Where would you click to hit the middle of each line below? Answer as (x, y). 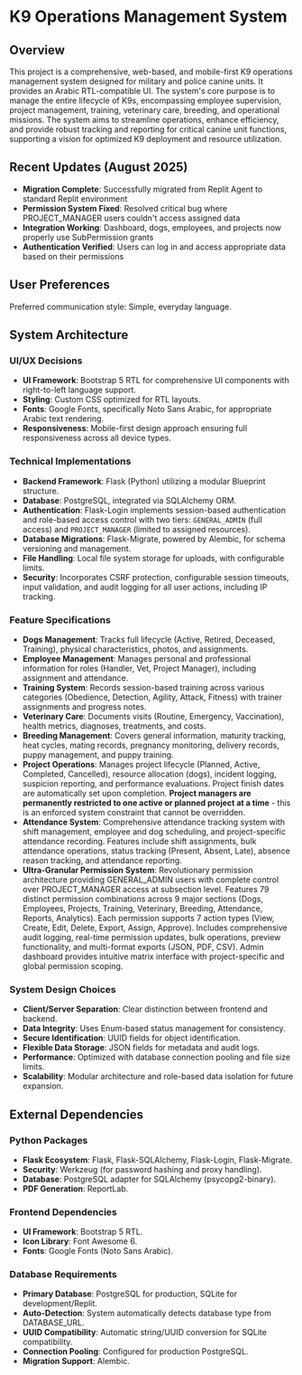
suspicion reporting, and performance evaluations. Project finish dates (153, 783)
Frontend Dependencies (63, 1211)
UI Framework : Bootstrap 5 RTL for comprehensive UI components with (156, 381)
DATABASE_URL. (53, 1323)
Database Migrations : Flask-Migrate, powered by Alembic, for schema (154, 539)
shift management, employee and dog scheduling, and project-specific (154, 831)
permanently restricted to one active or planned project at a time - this (156, 803)
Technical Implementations (70, 461)
